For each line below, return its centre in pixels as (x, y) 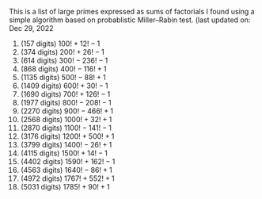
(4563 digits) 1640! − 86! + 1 (66, 170)
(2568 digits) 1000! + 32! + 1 (66, 119)
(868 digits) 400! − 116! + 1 (63, 69)
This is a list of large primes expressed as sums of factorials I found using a (132, 11)
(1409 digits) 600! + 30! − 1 (65, 86)
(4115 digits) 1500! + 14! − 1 (64, 153)
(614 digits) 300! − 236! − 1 (64, 60)
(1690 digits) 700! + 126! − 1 (65, 94)
